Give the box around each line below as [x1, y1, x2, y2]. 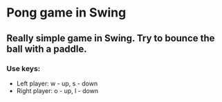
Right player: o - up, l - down [16, 86, 98, 94]
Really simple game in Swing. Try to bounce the [6, 32, 215, 44]
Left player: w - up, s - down [16, 79, 98, 88]
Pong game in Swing [6, 5, 127, 21]
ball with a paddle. [6, 43, 87, 54]
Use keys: [6, 63, 41, 73]
